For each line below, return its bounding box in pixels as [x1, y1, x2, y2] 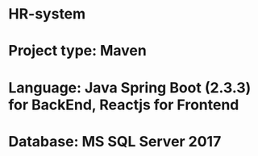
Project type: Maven [8, 42, 147, 60]
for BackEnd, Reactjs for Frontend [8, 96, 239, 113]
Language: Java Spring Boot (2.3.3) [8, 78, 252, 96]
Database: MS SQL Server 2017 [8, 132, 222, 150]
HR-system [8, 5, 86, 23]
